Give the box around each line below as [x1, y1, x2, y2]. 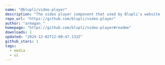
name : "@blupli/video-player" [5, 7, 68, 12]
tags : [5, 43, 16, 48]
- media [9, 48, 26, 53]
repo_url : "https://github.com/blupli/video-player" [5, 16, 116, 21]
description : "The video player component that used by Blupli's [5, 12, 142, 17]
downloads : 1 [5, 30, 32, 35]
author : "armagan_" [5, 21, 45, 26]
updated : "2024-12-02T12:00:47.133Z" [5, 35, 83, 40]
